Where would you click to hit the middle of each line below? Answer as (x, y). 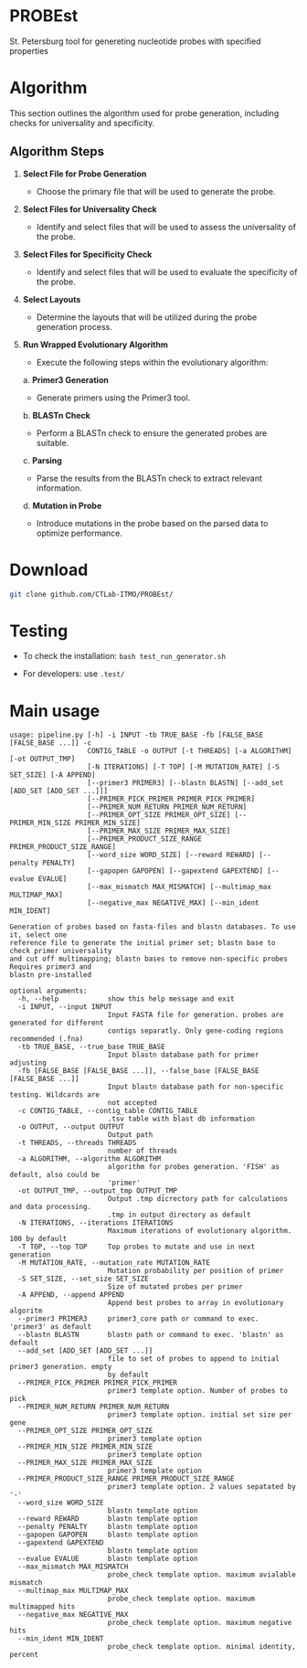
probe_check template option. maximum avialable (202, 1575)
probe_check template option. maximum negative (200, 1623)
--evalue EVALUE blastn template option (108, 1559)
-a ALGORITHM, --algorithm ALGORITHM (90, 1159)
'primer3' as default (51, 1327)
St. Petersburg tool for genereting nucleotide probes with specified (135, 41)
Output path (130, 1135)
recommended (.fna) (47, 1039)
